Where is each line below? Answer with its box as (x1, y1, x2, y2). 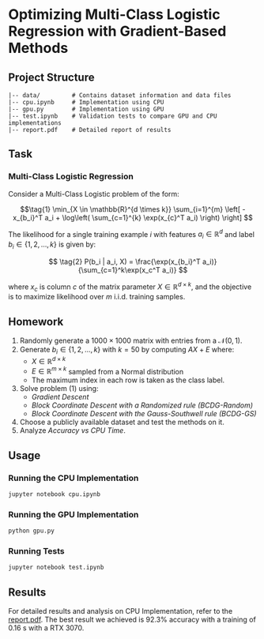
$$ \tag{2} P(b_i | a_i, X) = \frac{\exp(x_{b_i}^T (48, 257, 202, 266)
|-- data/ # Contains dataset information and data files (8, 92, 232, 100)
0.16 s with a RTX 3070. (8, 623, 85, 633)
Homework (8, 314, 64, 329)
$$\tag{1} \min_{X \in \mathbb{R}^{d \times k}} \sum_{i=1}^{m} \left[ (20, 204, 241, 214)
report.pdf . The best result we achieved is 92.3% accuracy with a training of (8, 615, 257, 625)
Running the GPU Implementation (8, 509, 139, 520)
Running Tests (8, 545, 65, 556)
